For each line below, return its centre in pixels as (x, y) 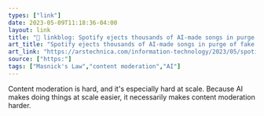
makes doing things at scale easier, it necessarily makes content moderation (132, 97)
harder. (20, 105)
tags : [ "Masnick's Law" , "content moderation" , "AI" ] (94, 67)
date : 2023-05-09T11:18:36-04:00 (63, 23)
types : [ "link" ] (35, 15)
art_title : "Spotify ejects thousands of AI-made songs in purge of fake (132, 45)
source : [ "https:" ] (40, 60)
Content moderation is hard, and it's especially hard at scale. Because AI (126, 89)
